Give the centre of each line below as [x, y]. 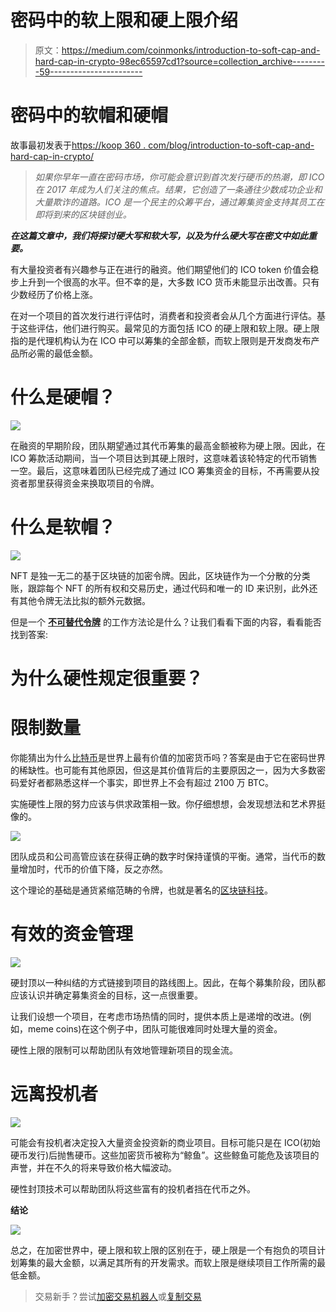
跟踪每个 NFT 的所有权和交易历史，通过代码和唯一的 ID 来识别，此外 [168, 588]
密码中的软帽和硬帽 [89, 115]
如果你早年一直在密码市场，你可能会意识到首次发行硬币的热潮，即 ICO [179, 177]
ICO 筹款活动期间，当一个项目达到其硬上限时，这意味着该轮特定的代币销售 [164, 458]
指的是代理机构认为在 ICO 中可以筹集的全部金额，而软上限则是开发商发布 [161, 340]
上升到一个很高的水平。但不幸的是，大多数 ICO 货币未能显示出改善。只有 [169, 282]
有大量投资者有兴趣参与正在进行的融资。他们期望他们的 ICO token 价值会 [160, 269]
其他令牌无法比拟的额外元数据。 [84, 600]
